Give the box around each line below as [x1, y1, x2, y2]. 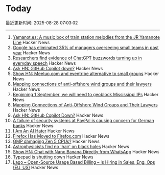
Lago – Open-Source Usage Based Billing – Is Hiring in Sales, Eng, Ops [12, 159, 156, 165]
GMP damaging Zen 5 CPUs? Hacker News [12, 138, 100, 144]
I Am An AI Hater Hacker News [12, 128, 75, 134]
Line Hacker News [12, 39, 50, 45]
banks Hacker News [12, 123, 53, 128]
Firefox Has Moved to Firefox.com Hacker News [12, 133, 110, 139]
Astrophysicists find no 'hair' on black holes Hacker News [12, 143, 129, 150]
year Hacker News [12, 50, 50, 55]
